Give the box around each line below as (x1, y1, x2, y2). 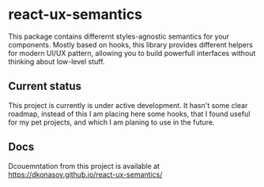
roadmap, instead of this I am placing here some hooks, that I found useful (8, 109, 251, 118)
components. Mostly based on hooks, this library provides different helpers (8, 39, 253, 49)
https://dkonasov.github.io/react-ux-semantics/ (8, 170, 163, 179)
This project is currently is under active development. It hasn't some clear (8, 100, 248, 110)
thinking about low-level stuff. (8, 57, 105, 66)
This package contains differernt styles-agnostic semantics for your (8, 32, 230, 41)
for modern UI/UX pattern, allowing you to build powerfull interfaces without (8, 48, 256, 58)
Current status (8, 80, 81, 93)
